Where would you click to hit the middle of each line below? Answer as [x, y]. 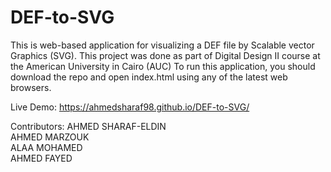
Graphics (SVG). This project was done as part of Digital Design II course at [165, 55]
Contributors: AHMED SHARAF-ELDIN [88, 126]
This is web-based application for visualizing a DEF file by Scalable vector [162, 45]
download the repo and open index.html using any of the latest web [149, 77]
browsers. [31, 87]
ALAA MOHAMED [46, 147]
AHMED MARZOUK [50, 137]
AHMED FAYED [41, 158]
